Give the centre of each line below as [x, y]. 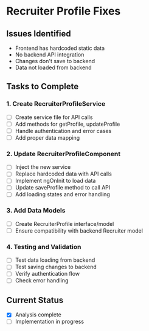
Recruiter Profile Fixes [64, 11]
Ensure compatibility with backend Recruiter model [79, 230]
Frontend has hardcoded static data [60, 48]
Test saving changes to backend [56, 267]
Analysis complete [38, 315]
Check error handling [42, 281]
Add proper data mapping [47, 137]
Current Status [35, 300]
